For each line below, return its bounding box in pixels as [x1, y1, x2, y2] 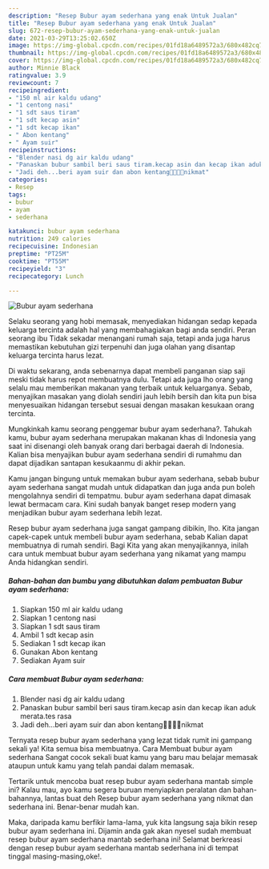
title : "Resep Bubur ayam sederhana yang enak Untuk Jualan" [8, 19, 217, 27]
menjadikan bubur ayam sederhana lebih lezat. [8, 508, 163, 518]
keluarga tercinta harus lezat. [8, 350, 104, 361]
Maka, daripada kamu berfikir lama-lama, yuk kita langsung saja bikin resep [8, 818, 258, 827]
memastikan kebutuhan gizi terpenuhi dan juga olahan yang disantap [8, 342, 235, 352]
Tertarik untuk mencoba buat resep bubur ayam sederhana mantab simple [8, 777, 254, 786]
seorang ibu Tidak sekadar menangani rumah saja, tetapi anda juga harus [8, 333, 251, 343]
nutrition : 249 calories [8, 235, 91, 243]
